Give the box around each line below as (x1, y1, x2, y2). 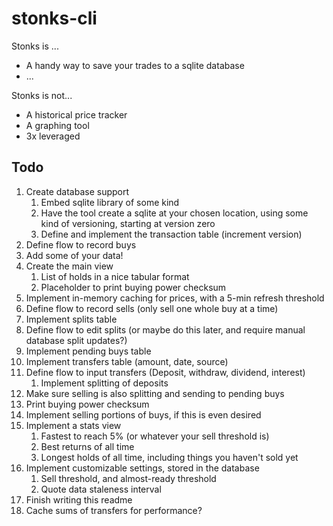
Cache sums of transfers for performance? (25, 504, 203, 516)
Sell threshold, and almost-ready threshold (40, 472, 217, 484)
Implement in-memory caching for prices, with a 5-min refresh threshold (25, 292, 325, 304)
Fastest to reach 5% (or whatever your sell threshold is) (40, 430, 270, 442)
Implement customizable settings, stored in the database (25, 462, 260, 474)
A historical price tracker (25, 108, 128, 121)
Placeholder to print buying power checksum (40, 281, 227, 293)
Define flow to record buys (25, 238, 137, 251)
